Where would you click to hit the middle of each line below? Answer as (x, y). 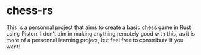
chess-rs (30, 11)
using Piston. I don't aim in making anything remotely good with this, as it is (101, 33)
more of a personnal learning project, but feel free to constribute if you (95, 40)
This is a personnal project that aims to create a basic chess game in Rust (99, 27)
